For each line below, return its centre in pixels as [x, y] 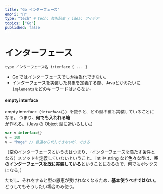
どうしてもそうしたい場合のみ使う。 [41, 186]
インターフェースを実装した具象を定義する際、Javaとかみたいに [76, 83]
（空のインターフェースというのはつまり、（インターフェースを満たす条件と [80, 152]
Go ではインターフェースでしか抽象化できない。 [60, 77]
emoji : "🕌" [16, 14]
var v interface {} [24, 133]
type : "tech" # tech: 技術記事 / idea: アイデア [52, 18]
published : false [23, 28]
